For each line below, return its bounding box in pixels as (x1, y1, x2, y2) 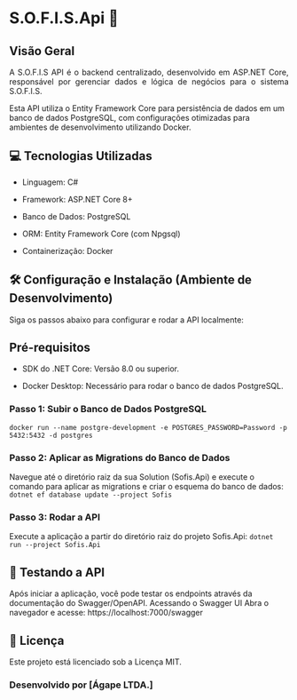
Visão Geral (9, 44, 75, 59)
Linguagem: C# (21, 177, 79, 187)
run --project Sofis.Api (9, 541, 101, 550)
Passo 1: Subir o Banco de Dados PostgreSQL (9, 403, 207, 416)
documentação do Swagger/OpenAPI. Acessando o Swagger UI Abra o (9, 598, 269, 609)
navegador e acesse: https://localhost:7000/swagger (9, 608, 204, 618)
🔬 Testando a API (9, 564, 105, 580)
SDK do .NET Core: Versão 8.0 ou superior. (21, 363, 180, 374)
